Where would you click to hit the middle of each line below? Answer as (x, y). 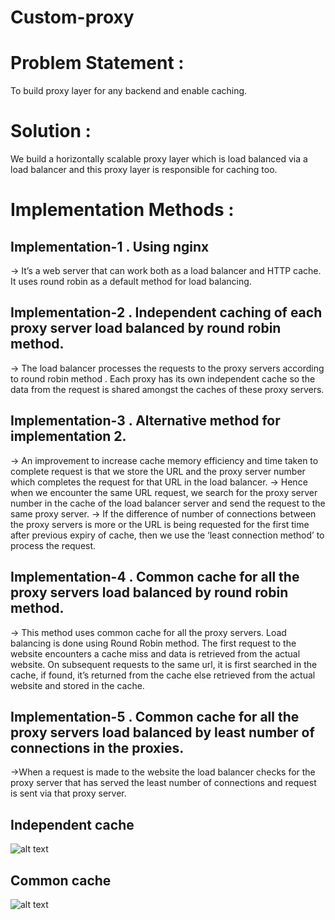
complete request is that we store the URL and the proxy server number (158, 471)
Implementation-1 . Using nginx (110, 246)
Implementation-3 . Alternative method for (145, 421)
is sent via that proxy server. (68, 793)
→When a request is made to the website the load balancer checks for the (163, 772)
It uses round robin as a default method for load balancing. (131, 282)
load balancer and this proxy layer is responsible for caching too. (144, 170)
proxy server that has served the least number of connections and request (163, 783)
